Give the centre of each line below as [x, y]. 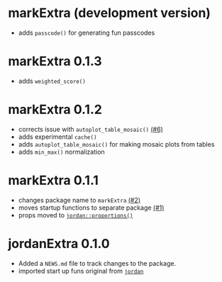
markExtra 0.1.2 [55, 109]
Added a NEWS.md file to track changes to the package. [97, 263]
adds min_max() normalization [61, 152]
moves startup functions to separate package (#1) [91, 208]
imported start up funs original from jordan [81, 271]
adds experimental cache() [57, 137]
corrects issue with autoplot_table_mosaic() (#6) [91, 129]
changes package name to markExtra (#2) [79, 200]
